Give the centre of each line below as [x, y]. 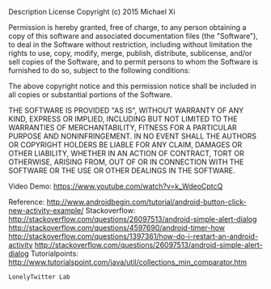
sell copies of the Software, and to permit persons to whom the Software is [133, 62]
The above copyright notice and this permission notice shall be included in [132, 86]
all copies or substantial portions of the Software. [90, 95]
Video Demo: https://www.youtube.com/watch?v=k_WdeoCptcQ [116, 186]
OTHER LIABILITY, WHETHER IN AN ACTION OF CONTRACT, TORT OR [126, 153]
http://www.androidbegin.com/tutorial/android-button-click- [146, 202]
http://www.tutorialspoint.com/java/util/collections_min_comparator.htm [128, 262]
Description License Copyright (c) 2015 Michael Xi [92, 12]
